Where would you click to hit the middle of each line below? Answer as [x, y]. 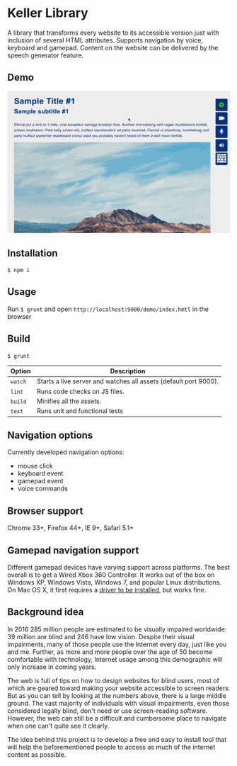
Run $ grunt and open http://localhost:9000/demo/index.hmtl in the [108, 309]
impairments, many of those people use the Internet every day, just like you [117, 644]
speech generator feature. [45, 55]
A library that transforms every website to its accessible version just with [113, 33]
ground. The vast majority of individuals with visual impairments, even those [118, 703]
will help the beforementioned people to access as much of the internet [111, 747]
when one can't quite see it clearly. [58, 726]
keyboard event [40, 473]
